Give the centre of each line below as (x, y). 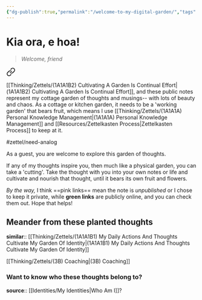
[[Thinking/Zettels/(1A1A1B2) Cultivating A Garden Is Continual (83, 85)
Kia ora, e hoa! (43, 42)
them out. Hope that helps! (39, 203)
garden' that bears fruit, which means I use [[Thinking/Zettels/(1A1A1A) (94, 111)
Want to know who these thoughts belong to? (74, 277)
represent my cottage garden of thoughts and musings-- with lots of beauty (101, 98)
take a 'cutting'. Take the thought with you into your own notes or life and (97, 172)
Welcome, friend (41, 59)
